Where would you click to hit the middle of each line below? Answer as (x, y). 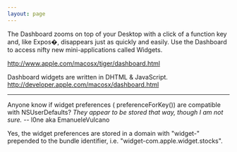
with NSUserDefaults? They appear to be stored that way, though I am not (115, 112)
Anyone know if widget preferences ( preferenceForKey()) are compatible (114, 104)
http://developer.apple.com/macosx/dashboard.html (83, 84)
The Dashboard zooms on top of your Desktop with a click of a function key (117, 34)
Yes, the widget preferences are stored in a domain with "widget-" (103, 133)
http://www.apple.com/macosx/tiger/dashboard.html (84, 63)
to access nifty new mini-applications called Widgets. (85, 49)
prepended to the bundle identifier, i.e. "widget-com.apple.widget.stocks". (115, 141)
